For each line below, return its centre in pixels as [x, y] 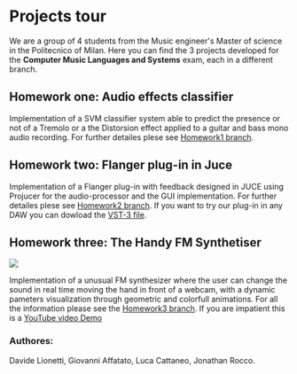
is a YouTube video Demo [56, 318]
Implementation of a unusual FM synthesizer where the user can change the [148, 280]
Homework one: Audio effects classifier [121, 97]
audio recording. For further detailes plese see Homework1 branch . [132, 137]
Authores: [31, 341]
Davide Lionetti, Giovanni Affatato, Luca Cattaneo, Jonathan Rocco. [132, 360]
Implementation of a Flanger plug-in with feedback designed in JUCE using [146, 186]
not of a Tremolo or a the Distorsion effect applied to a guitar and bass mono [149, 128]
